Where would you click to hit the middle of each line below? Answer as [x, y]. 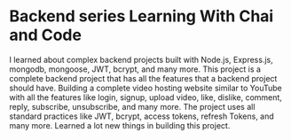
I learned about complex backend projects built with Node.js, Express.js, [141, 59]
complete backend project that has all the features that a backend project [143, 78]
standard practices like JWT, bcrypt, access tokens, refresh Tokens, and [142, 116]
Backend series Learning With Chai [142, 16]
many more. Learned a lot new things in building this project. [120, 125]
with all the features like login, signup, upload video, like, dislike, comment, [145, 97]
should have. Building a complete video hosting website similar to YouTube [145, 88]
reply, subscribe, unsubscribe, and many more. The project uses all [132, 106]
